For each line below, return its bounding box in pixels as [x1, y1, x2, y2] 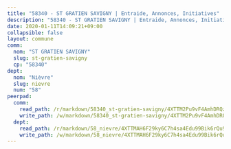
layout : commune [7, 36, 54, 43]
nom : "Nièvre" [13, 73, 54, 81]
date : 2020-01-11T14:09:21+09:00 [7, 23, 103, 30]
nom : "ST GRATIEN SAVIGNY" [13, 49, 91, 56]
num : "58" [13, 87, 41, 93]
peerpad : [7, 93, 32, 100]
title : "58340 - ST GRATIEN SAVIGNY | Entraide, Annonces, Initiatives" [7, 10, 220, 17]
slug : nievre [13, 80, 51, 87]
